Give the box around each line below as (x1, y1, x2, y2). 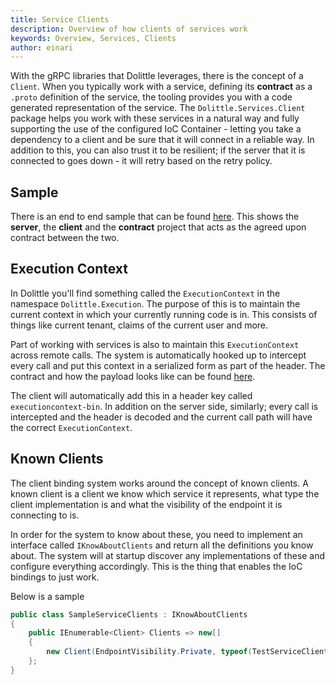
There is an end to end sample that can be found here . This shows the (10, 211, 300, 223)
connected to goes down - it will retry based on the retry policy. (10, 155, 273, 167)
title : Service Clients (10, 14, 110, 25)
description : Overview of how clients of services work (10, 24, 248, 34)
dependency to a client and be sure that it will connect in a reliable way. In (10, 134, 315, 146)
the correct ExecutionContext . (10, 421, 133, 433)
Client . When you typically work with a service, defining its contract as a (10, 81, 313, 93)
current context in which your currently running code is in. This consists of (10, 308, 318, 320)
